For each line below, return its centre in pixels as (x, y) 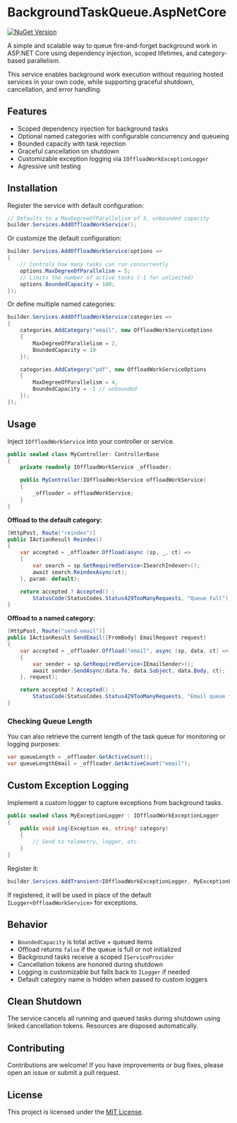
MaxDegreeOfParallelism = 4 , (75, 382)
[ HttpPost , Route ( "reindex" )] (52, 533)
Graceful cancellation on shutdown (68, 151)
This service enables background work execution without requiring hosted (115, 74)
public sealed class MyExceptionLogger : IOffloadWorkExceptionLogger (113, 816)
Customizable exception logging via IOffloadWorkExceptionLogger (113, 158)
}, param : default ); (50, 579)
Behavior (28, 925)
